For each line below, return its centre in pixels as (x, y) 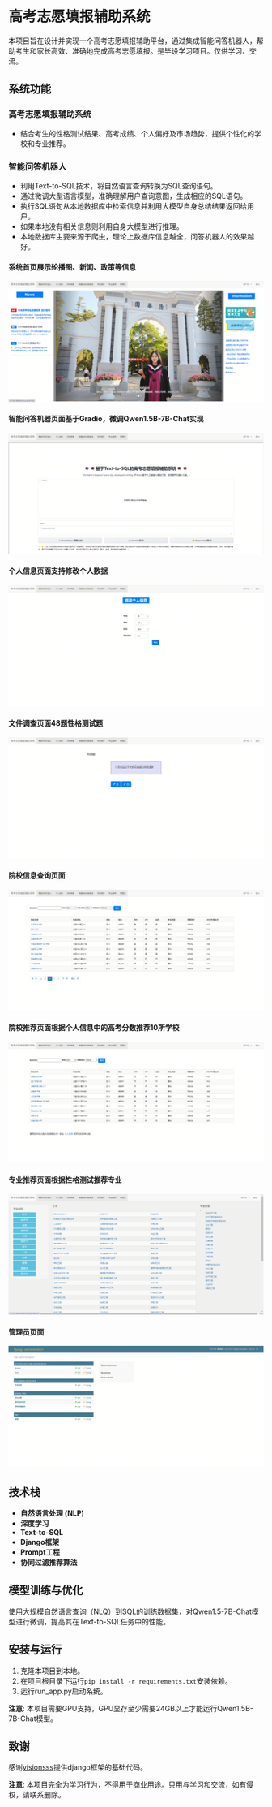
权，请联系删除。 (37, 1795)
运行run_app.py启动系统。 (64, 1691)
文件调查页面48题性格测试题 (56, 723)
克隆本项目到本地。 (52, 1671)
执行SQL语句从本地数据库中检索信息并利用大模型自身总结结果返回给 (134, 206)
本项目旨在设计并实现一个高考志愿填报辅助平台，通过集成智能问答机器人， (132, 41)
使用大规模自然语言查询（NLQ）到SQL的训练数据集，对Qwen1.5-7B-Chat (130, 1611)
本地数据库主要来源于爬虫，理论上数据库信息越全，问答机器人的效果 (134, 236)
